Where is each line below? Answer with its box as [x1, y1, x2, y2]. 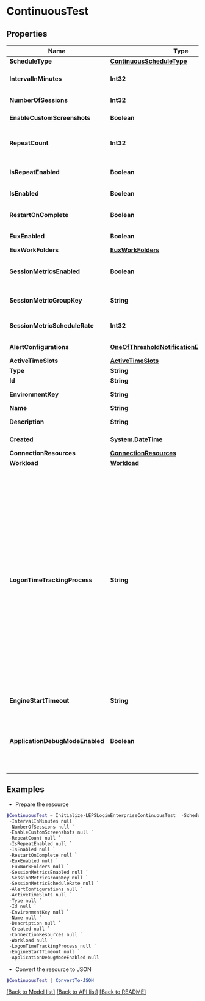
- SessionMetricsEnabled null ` [9, 869, 88, 875]
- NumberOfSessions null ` [9, 824, 75, 830]
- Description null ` [9, 920, 62, 926]
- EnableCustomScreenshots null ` [9, 829, 95, 835]
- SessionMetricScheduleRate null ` [9, 881, 99, 887]
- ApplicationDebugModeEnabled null [9, 955, 99, 961]
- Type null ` [9, 897, 43, 904]
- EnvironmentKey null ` [9, 909, 70, 915]
